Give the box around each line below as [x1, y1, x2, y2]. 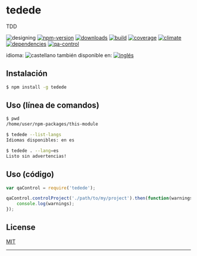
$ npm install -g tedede [6, 84, 67, 90]
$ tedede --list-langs [6, 132, 62, 138]
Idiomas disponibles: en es [6, 137, 75, 143]
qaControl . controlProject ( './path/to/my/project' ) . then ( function [6, 195, 169, 202]
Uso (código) [6, 169, 55, 179]
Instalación [6, 68, 48, 79]
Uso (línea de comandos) [6, 101, 100, 110]
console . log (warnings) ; [16, 201, 75, 207]
